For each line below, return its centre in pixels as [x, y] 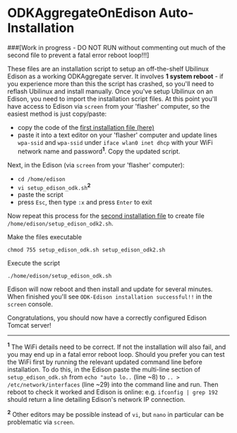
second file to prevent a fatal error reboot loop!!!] [78, 55]
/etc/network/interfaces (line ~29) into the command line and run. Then [113, 384]
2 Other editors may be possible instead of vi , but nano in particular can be [116, 413]
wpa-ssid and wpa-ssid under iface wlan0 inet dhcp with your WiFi [115, 142]
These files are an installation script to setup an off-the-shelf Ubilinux [108, 69]
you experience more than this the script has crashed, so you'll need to [111, 83]
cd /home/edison [41, 179]
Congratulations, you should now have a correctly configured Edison [107, 318]
